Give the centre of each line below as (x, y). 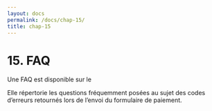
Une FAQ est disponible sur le (50, 79)
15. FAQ (29, 60)
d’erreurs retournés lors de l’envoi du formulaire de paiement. (95, 100)
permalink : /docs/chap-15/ (46, 20)
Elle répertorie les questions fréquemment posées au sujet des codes (106, 93)
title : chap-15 (29, 26)
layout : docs (26, 13)
